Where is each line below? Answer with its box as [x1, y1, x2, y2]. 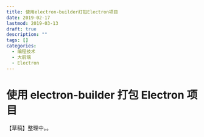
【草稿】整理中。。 [6, 124, 52, 132]
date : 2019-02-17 [6, 15, 51, 21]
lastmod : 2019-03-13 [6, 20, 59, 26]
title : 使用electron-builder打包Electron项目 [6, 9, 119, 15]
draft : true [6, 26, 37, 32]
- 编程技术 [12, 49, 36, 55]
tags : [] [6, 37, 29, 43]
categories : [6, 43, 37, 49]
